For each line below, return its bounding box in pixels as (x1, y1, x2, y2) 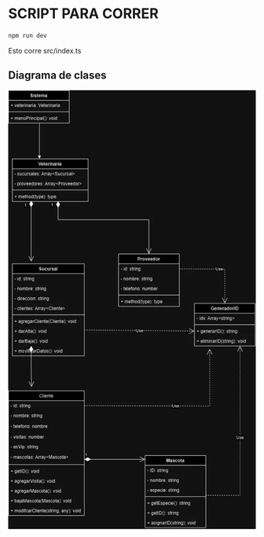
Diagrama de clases (8, 68, 108, 83)
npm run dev (8, 31, 47, 39)
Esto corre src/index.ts (8, 46, 82, 55)
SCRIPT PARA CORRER (8, 5, 159, 23)
